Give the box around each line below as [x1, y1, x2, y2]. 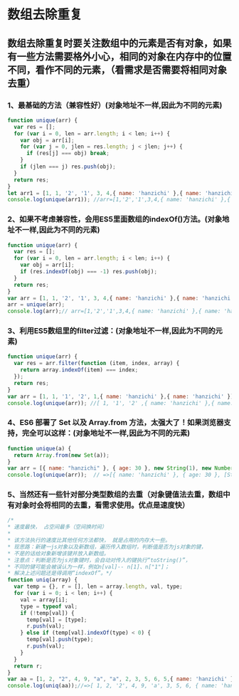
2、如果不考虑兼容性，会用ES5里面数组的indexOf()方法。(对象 [7, 214, 223, 224]
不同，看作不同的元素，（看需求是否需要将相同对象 [7, 63, 228, 75]
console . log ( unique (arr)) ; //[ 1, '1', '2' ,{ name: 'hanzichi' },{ [7, 399, 215, 406]
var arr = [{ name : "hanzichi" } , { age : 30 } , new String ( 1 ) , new [7, 465, 212, 472]
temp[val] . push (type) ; [26, 636, 94, 643]
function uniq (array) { [7, 576, 78, 584]
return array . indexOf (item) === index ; [20, 367, 139, 374]
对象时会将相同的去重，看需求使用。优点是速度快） [14, 500, 190, 510]
